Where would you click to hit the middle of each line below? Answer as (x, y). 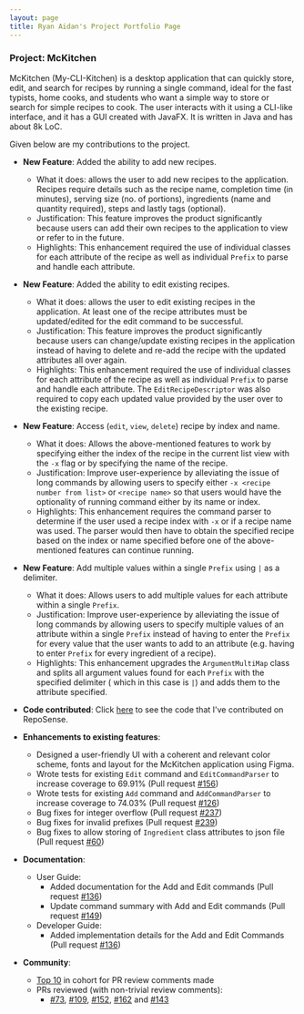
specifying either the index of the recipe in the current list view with (162, 453)
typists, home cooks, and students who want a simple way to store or (140, 97)
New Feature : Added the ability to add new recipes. (119, 161)
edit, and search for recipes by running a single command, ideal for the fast (151, 87)
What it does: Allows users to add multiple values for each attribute (162, 595)
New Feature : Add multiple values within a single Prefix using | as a (151, 568)
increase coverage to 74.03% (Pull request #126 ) (128, 803)
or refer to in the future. (80, 237)
